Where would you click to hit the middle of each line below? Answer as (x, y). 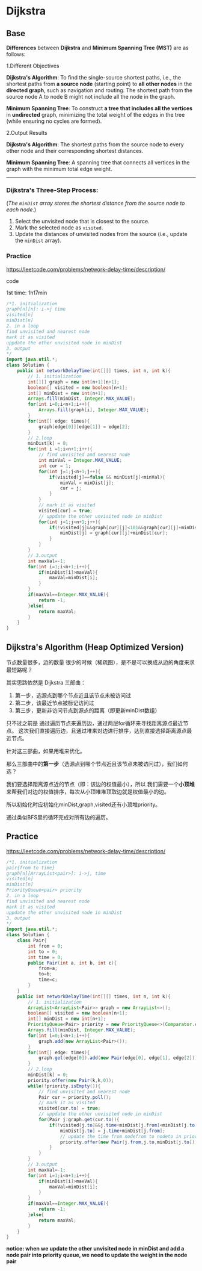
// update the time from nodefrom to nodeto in (121, 1136)
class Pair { (32, 940)
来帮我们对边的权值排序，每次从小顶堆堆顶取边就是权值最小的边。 (88, 792)
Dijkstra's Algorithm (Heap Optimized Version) (95, 647)
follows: (16, 54)
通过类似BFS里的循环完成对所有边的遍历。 (59, 818)
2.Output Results (27, 133)
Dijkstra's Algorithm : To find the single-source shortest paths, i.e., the (94, 77)
